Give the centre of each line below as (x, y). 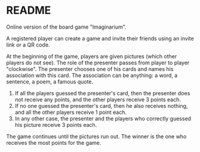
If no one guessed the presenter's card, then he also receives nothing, (101, 106)
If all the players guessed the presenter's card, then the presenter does (102, 93)
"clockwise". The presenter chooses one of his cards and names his (90, 69)
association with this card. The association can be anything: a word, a (92, 75)
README (29, 10)
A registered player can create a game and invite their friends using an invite (100, 38)
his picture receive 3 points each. (56, 125)
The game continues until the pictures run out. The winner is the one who (96, 136)
